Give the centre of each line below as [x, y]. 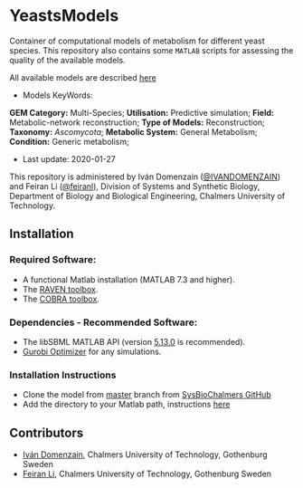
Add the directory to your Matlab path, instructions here [126, 405]
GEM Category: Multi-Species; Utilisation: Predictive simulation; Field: [142, 112]
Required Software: [53, 260]
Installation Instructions [63, 375]
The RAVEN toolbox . [60, 289]
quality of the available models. [67, 60]
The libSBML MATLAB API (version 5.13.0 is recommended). [134, 341]
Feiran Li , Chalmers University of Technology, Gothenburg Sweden [147, 474]
